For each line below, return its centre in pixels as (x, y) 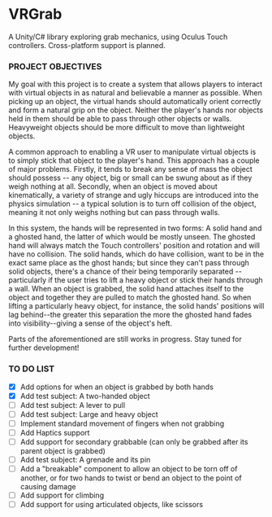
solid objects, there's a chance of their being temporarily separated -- (125, 272)
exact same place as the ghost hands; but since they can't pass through (129, 263)
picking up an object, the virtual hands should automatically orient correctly (135, 102)
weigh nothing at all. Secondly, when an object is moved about (113, 186)
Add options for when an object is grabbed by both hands (117, 387)
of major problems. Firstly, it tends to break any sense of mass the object (131, 169)
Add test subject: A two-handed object (85, 396)
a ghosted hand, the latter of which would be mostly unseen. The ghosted (132, 237)
